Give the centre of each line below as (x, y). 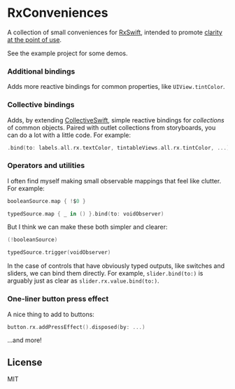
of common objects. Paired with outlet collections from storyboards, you (112, 127)
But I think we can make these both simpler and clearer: (87, 227)
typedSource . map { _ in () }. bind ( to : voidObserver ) (86, 214)
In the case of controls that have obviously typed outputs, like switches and (116, 266)
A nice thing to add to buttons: (51, 314)
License (25, 362)
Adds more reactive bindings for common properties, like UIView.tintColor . (116, 87)
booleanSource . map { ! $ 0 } (47, 201)
